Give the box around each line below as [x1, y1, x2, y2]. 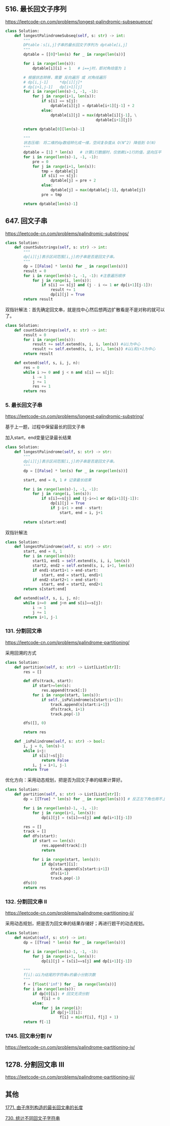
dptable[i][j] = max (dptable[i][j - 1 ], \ [50, 112, 137, 118]
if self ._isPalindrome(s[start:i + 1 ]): [41, 697, 123, 702]
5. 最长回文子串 [5, 402, 42, 409]
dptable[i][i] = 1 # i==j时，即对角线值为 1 [32, 65, 126, 71]
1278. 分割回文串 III [5, 1060, 65, 1069]
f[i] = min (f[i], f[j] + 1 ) [59, 1015, 119, 1020]
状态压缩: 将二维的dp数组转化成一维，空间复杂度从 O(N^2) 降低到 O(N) [23, 140, 156, 145]
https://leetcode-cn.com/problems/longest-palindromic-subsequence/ [5, 18, 153, 24]
